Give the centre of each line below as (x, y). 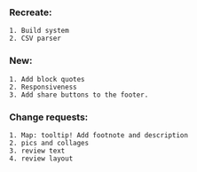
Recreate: (31, 12)
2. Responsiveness (43, 87)
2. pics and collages (49, 143)
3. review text (37, 151)
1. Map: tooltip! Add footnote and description (99, 135)
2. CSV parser (35, 39)
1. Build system (39, 31)
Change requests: (49, 117)
